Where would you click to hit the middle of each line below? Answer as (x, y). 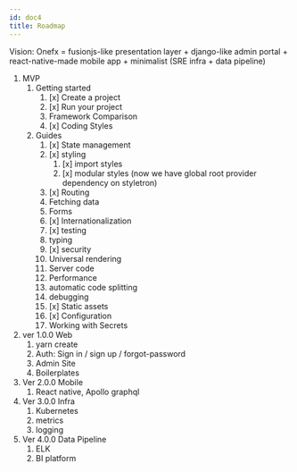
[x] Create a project (85, 97)
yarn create (57, 344)
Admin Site (55, 363)
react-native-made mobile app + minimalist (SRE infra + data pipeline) (137, 61)
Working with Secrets (88, 325)
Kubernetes (57, 410)
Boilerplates (58, 373)
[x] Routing (69, 192)
